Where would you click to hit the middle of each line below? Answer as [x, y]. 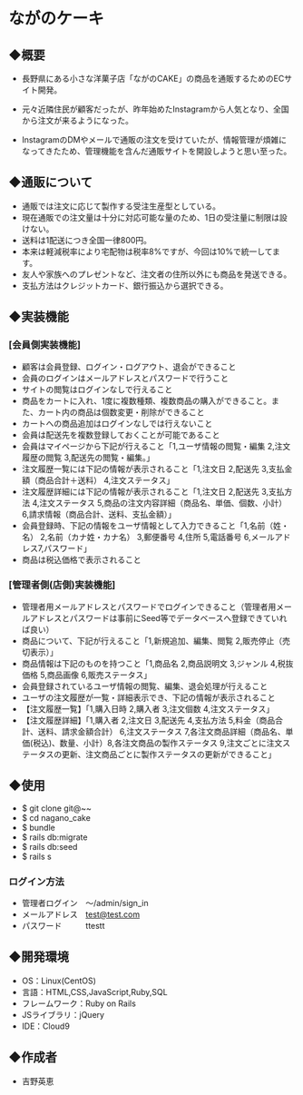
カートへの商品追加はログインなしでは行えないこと [117, 423]
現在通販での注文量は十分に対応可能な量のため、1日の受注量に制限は [151, 217]
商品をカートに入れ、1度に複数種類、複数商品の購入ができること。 [147, 400]
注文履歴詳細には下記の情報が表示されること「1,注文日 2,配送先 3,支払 [153, 491]
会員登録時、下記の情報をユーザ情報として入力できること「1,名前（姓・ [155, 525]
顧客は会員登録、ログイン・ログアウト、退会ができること [129, 366]
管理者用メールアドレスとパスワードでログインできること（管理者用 [149, 607]
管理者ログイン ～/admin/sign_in [85, 903]
